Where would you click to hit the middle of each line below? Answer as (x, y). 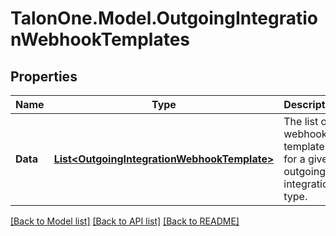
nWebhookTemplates (100, 39)
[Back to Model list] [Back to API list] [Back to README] (125, 221)
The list (301, 121)
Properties (44, 76)
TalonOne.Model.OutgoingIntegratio (164, 18)
